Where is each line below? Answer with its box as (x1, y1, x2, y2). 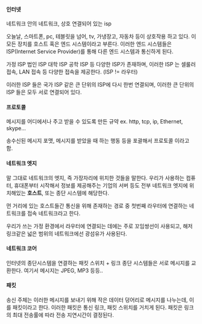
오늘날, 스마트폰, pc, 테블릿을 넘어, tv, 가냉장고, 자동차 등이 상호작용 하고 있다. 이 (6, 33, 197, 40)
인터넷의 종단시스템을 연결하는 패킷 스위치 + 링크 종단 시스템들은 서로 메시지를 (6, 259, 190, 266)
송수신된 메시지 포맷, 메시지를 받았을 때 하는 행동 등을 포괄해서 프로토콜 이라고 (6, 137, 190, 145)
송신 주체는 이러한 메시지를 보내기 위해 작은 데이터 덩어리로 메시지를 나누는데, (6, 296, 188, 304)
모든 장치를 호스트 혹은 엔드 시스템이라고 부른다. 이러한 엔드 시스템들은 (6, 40, 172, 48)
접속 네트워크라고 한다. (27, 210, 81, 217)
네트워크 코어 (6, 245, 37, 252)
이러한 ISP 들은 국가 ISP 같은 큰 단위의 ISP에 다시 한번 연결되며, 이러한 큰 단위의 (6, 81, 194, 89)
